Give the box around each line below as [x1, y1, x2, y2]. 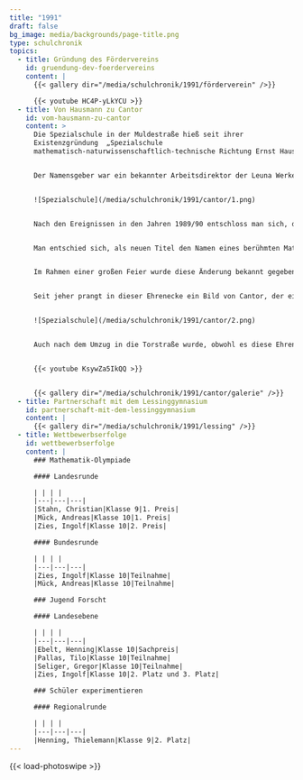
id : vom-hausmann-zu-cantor [25, 114, 131, 123]
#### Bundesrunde [32, 537, 99, 546]
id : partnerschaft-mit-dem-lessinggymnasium [25, 405, 196, 415]
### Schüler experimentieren [32, 686, 143, 695]
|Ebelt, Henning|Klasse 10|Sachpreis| [32, 645, 179, 654]
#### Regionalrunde [32, 702, 106, 712]
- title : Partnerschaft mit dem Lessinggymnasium [17, 397, 207, 406]
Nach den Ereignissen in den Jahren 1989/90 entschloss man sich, [32, 219, 289, 228]
